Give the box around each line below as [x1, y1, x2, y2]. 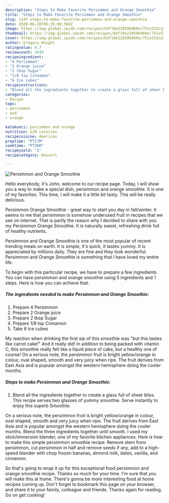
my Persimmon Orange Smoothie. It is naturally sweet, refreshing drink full [5, 223, 159, 229]
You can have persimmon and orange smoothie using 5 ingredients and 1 [5, 274, 156, 280]
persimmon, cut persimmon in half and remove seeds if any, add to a [5, 444, 147, 450]
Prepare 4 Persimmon [12, 304, 58, 310]
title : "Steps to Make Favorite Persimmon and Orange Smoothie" [5, 12, 143, 17]
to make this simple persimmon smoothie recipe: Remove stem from [5, 439, 146, 445]
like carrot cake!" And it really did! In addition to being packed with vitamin [5, 340, 159, 346]
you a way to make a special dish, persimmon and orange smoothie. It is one [5, 186, 164, 192]
